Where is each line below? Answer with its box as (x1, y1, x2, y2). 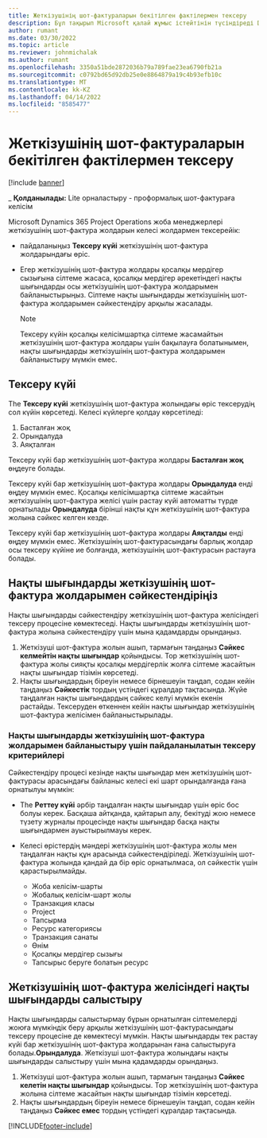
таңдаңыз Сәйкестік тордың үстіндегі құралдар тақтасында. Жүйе (19, 685, 248, 694)
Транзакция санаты (31, 932, 99, 942)
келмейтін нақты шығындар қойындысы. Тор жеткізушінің (19, 651, 222, 660)
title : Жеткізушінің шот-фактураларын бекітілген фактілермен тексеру (8, 11, 247, 20)
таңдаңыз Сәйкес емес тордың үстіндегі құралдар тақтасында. (19, 1105, 237, 1115)
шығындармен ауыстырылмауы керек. (19, 825, 153, 835)
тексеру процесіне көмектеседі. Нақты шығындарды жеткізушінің (8, 618, 233, 628)
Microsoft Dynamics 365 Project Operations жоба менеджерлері (8, 217, 223, 227)
